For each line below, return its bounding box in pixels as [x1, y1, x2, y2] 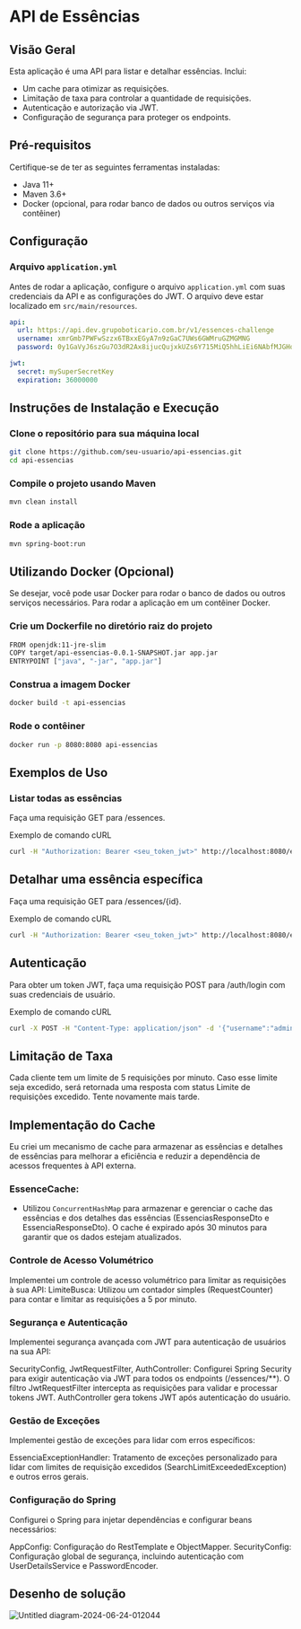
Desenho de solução [9, 1586, 126, 1601]
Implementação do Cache [9, 1117, 156, 1132]
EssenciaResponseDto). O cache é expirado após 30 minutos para [21, 1222, 267, 1233]
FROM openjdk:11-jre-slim [9, 640, 106, 649]
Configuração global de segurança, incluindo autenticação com [9, 1551, 245, 1562]
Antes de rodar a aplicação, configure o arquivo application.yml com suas [9, 281, 286, 292]
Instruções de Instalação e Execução [9, 401, 219, 416]
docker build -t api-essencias [9, 699, 126, 708]
